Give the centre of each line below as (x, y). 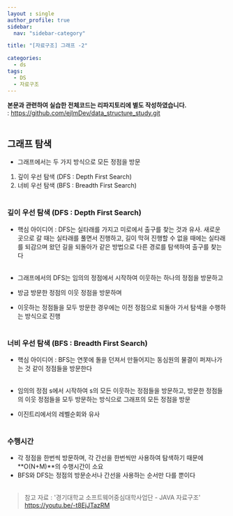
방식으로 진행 (43, 316)
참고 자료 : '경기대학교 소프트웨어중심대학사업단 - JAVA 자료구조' (112, 498)
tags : (15, 71)
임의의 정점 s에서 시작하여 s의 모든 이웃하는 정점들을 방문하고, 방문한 (111, 390)
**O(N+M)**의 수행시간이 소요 (60, 466)
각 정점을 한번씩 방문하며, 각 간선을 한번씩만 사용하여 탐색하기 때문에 (110, 458)
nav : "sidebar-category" (50, 33)
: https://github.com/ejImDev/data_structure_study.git (84, 113)
